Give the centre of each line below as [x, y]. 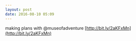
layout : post [19, 10]
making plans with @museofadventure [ [46, 28]
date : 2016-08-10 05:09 [30, 14]
